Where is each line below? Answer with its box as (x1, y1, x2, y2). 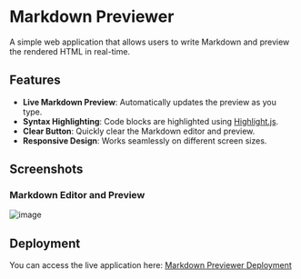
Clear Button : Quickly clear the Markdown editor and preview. (22, 125, 256, 136)
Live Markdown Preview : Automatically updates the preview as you (22, 96, 277, 107)
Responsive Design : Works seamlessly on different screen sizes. (22, 135, 267, 146)
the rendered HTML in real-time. (9, 45, 130, 56)
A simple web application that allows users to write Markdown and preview (9, 36, 290, 47)
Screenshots (9, 162, 84, 177)
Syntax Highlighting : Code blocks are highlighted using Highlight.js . (22, 115, 279, 126)
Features (9, 73, 61, 88)
